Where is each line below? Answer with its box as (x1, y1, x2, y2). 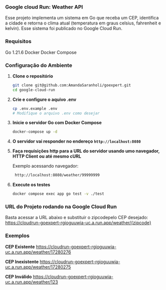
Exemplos (5, 232, 30, 239)
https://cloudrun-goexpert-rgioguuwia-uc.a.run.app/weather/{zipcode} (5, 220, 152, 226)
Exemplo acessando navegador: (12, 163, 79, 169)
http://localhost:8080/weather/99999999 (14, 173, 100, 178)
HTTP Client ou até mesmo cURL (12, 153, 81, 159)
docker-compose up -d (12, 129, 57, 134)
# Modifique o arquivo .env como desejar (12, 111, 100, 116)
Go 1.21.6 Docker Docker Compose (5, 49, 77, 55)
